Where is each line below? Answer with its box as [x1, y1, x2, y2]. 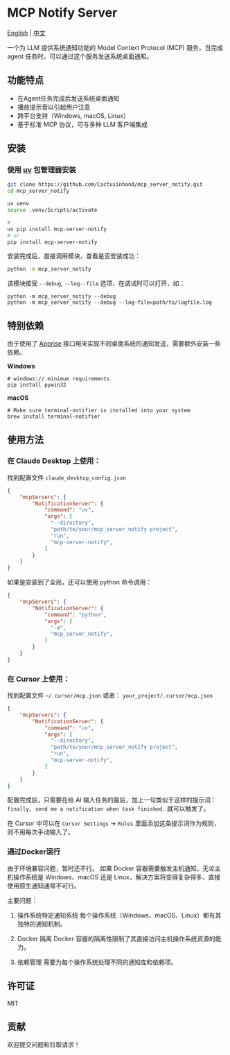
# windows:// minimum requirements [7, 375, 110, 382]
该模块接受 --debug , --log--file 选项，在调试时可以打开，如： [7, 279, 186, 287]
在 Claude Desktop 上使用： [7, 456, 102, 466]
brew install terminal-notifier [7, 413, 100, 421]
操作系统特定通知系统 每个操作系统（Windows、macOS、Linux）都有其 [17, 911, 222, 919]
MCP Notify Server [7, 5, 118, 21]
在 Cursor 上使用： [7, 674, 71, 684]
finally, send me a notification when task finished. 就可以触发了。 [7, 804, 210, 813]
